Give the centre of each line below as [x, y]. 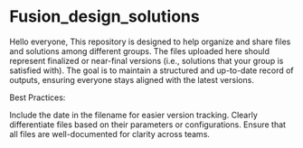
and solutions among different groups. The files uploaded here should [139, 51]
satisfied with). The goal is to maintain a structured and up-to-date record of [151, 70]
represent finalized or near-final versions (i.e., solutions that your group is [147, 60]
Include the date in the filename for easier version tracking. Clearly [133, 115]
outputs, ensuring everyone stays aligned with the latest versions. [132, 79]
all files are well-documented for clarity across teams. [110, 134]
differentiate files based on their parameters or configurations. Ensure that [148, 125]
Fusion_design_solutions [105, 17]
